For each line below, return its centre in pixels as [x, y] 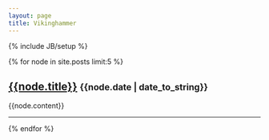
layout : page [30, 16]
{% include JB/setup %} [48, 46]
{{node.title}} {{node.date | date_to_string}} [108, 86]
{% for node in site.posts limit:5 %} [66, 62]
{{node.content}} [36, 106]
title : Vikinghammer [43, 23]
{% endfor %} [31, 129]
